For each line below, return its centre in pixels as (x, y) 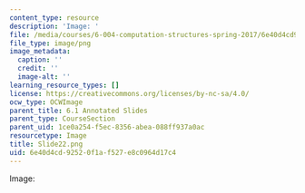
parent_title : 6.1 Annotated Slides (79, 111)
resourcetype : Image (49, 136)
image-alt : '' (44, 77)
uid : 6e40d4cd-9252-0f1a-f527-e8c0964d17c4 (93, 152)
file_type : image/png (50, 43)
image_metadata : (40, 52)
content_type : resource (54, 18)
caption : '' (40, 60)
